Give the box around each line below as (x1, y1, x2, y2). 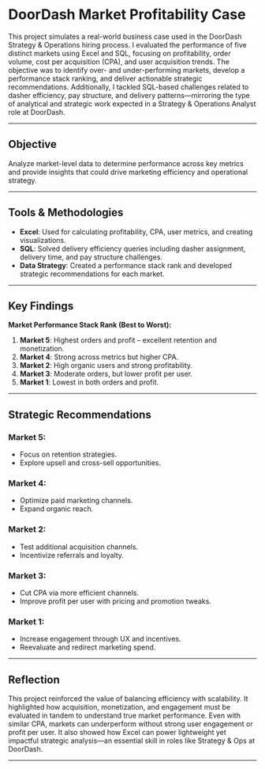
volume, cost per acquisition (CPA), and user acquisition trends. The (8, 57, 230, 66)
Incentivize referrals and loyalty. (19, 550, 125, 559)
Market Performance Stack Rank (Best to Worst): (8, 320, 172, 330)
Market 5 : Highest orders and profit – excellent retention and (19, 335, 217, 345)
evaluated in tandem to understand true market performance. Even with (8, 710, 241, 721)
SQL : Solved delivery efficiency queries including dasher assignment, (19, 244, 246, 253)
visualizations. (19, 235, 67, 244)
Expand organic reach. (19, 504, 94, 513)
